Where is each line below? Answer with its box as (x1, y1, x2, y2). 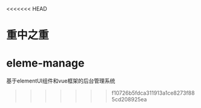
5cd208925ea (111, 96, 147, 103)
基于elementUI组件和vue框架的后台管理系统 (6, 77, 116, 84)
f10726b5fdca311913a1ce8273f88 (111, 89, 195, 96)
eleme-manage (6, 56, 85, 70)
